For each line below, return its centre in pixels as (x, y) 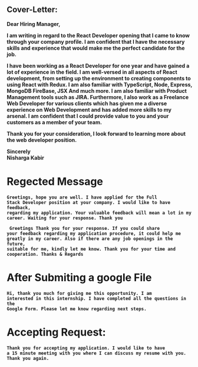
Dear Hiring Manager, (34, 24)
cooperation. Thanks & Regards (45, 254)
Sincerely (19, 151)
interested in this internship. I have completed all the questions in (96, 298)
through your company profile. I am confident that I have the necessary (96, 41)
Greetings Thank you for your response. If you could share (85, 228)
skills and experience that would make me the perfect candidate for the (96, 48)
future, (16, 244)
